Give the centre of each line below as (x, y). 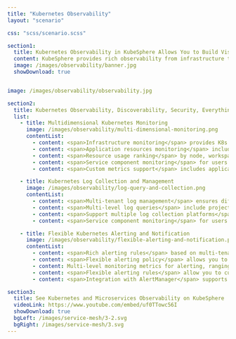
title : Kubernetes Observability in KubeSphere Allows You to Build (116, 52)
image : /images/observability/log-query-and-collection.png (116, 188)
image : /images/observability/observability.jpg (80, 91)
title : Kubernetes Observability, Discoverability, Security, (106, 110)
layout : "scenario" (36, 20)
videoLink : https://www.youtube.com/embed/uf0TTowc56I (96, 305)
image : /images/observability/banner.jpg (75, 65)
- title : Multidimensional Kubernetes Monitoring (94, 123)
